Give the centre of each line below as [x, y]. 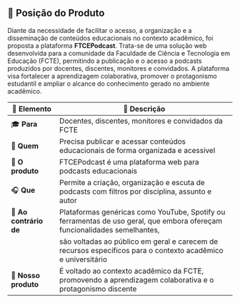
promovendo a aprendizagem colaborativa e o [137, 279]
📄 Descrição [144, 109]
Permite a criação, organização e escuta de [132, 182]
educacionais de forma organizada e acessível [137, 150]
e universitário [84, 259]
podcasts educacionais [99, 171]
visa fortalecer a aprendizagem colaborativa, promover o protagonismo [112, 76]
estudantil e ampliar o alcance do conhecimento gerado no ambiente [109, 84]
